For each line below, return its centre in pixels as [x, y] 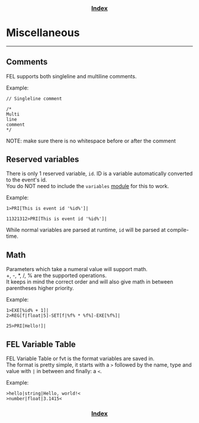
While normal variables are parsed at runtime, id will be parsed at [86, 230]
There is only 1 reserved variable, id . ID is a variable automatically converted [99, 174]
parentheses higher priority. [40, 288]
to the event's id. [27, 180]
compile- [178, 230]
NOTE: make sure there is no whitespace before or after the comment [91, 141]
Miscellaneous [43, 33]
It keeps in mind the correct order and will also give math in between [90, 282]
